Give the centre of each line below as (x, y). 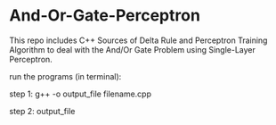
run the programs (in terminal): (65, 76)
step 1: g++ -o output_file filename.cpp (80, 94)
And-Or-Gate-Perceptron (105, 16)
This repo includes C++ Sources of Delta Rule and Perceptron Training (138, 40)
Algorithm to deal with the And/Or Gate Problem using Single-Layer (133, 49)
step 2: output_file (42, 111)
